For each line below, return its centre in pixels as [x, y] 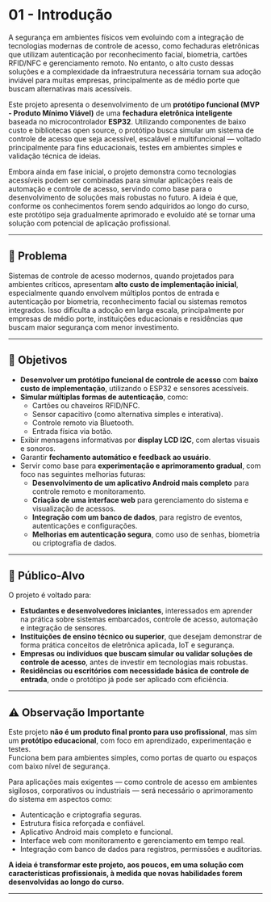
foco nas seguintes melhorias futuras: [83, 474]
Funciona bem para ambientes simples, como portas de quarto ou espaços [133, 758]
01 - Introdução [60, 15]
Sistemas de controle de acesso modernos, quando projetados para [121, 276]
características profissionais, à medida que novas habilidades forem [125, 874]
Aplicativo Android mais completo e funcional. [96, 832]
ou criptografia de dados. [74, 542]
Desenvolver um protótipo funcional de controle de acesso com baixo [139, 379]
